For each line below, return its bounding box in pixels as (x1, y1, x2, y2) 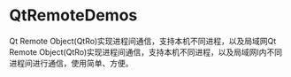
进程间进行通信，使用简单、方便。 (9, 58, 134, 68)
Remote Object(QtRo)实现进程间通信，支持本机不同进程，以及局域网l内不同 (9, 46, 283, 58)
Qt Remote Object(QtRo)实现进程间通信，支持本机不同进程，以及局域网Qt (9, 35, 277, 46)
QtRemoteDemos (9, 5, 138, 26)
